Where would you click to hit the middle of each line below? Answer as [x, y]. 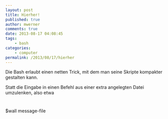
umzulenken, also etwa [30, 93]
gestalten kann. [22, 78]
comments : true [22, 29]
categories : [18, 48]
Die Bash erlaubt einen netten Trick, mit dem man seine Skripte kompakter [84, 72]
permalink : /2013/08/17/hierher [40, 57]
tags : [11, 39]
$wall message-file [26, 111]
